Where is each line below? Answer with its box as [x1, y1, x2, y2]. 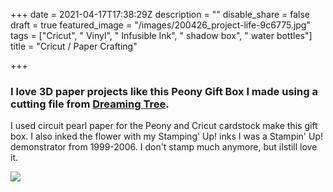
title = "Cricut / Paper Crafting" [10, 40, 138, 52]
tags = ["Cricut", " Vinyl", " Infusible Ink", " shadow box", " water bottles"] [10, 30, 313, 41]
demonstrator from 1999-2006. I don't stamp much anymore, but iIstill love [10, 141, 318, 153]
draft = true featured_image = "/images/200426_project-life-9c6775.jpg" [10, 19, 311, 31]
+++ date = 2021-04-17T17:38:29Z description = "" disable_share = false [10, 9, 311, 20]
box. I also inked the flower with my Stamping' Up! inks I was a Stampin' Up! [10, 130, 324, 143]
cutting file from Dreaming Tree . [10, 97, 170, 111]
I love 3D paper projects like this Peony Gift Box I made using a [10, 84, 318, 98]
